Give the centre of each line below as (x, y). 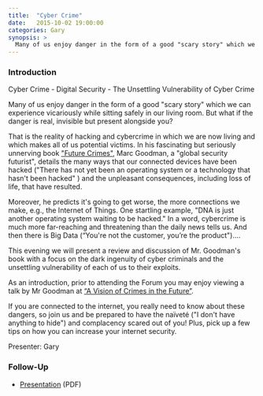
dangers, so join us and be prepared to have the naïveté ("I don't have (122, 315)
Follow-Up (28, 367)
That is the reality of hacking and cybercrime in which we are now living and (132, 137)
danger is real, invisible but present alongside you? (91, 121)
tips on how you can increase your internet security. (93, 331)
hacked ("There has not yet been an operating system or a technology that (129, 170)
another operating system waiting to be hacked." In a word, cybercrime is (127, 219)
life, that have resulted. (45, 187)
